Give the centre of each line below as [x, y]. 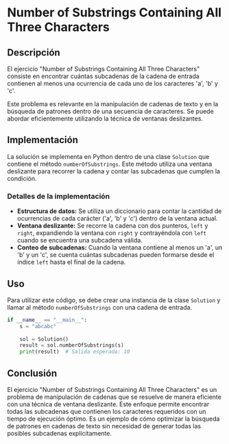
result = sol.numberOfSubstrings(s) [72, 345]
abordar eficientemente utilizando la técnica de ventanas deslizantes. [105, 119]
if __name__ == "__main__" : [47, 320]
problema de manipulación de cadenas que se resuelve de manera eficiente [114, 397]
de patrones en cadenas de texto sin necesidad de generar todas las [104, 425]
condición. [22, 178]
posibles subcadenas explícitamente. [59, 433]
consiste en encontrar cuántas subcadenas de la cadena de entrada [104, 76]
